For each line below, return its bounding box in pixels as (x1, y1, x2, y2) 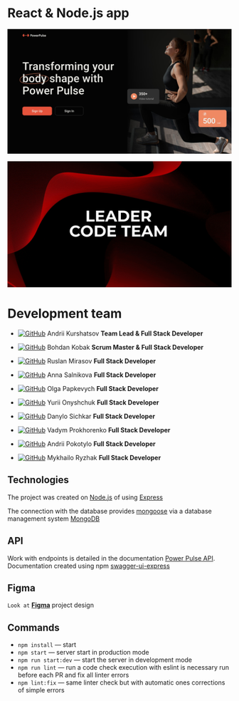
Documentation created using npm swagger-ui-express (7, 561, 171, 570)
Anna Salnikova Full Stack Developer (47, 370, 156, 379)
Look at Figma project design (7, 601, 95, 610)
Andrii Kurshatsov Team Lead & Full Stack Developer (47, 329, 203, 338)
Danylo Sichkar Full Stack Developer (47, 412, 155, 420)
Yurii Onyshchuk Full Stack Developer (47, 398, 159, 407)
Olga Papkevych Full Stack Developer (47, 384, 159, 393)
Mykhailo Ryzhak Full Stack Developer (47, 453, 161, 462)
